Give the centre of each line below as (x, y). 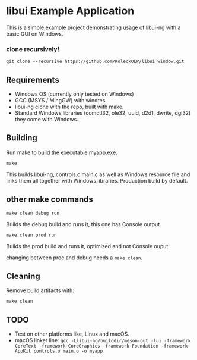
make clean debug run (33, 213)
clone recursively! (33, 49)
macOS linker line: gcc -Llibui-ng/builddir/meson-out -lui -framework (103, 340)
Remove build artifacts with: (40, 290)
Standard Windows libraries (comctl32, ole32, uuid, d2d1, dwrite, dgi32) (103, 113)
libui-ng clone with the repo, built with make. (69, 107)
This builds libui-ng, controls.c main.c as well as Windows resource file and (98, 174)
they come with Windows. (46, 120)
